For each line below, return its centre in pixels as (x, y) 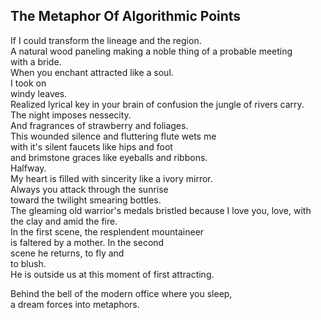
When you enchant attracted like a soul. (92, 72)
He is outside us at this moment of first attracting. (112, 274)
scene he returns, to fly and (67, 253)
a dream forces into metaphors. (75, 304)
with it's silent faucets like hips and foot (91, 146)
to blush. (28, 263)
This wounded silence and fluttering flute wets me (113, 136)
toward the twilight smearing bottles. (86, 200)
